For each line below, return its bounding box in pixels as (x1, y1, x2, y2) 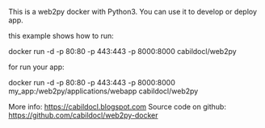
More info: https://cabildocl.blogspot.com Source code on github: (8, 102, 226, 111)
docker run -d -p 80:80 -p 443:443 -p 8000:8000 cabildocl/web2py (8, 47, 237, 56)
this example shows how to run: (8, 31, 115, 40)
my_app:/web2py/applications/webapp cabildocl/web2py (8, 86, 199, 96)
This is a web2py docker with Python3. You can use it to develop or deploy (8, 7, 257, 16)
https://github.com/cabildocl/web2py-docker (8, 110, 158, 120)
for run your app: (8, 62, 65, 72)
